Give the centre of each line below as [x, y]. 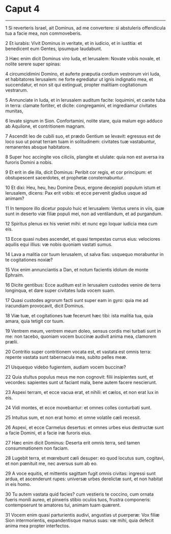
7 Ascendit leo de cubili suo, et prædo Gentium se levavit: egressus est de [83, 136]
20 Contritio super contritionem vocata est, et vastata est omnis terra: [78, 352]
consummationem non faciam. [37, 448]
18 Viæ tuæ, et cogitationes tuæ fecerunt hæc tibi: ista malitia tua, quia [79, 315]
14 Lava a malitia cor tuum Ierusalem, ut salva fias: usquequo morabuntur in [84, 254]
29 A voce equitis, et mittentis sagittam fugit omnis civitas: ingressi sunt [81, 473]
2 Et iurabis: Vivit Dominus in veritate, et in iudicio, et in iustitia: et [74, 43]
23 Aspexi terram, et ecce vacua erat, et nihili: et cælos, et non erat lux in [82, 392]
